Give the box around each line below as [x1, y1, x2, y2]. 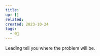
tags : [5, 26, 17, 32]
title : [5, 7, 19, 13]
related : [5, 17, 24, 22]
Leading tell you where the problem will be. [5, 45, 95, 51]
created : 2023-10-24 [5, 21, 49, 27]
